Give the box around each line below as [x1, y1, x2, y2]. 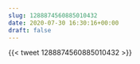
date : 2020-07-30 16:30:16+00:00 [8, 19, 119, 27]
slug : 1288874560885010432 [8, 11, 98, 20]
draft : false [8, 26, 52, 34]
